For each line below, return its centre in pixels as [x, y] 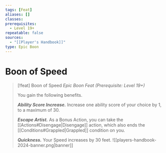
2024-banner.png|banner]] [45, 145]
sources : [14, 38]
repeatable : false [24, 33]
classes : [14, 19]
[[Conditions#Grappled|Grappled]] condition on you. [71, 130]
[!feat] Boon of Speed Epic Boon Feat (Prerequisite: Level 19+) [81, 85]
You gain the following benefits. [50, 95]
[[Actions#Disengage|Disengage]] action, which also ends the [81, 125]
